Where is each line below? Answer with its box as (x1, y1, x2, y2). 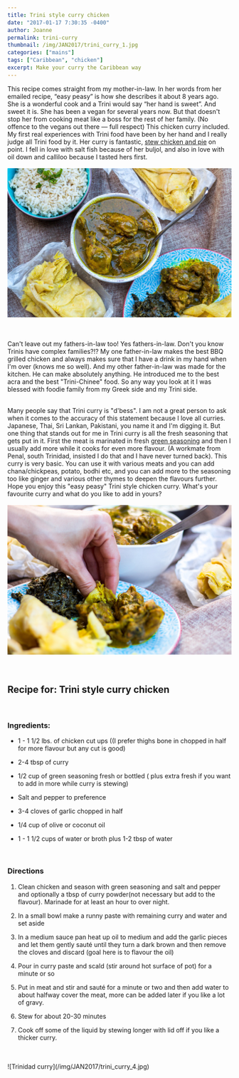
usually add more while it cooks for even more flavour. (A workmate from (7, 444, 221, 453)
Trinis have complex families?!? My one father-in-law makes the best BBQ (7, 347, 224, 356)
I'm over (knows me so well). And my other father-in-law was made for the (7, 362, 226, 371)
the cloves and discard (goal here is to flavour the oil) (17, 948, 174, 956)
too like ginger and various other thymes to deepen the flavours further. (7, 474, 217, 483)
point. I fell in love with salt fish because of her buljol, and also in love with (7, 145, 225, 153)
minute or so (17, 969, 55, 978)
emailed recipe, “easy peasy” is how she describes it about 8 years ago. (7, 92, 219, 100)
